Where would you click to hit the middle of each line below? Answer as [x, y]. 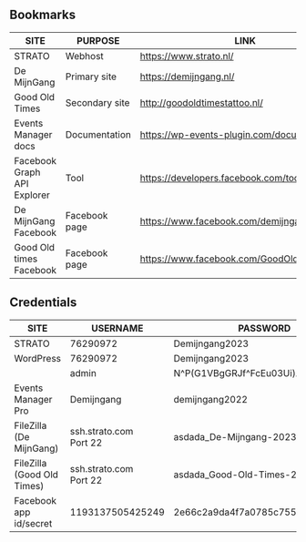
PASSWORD [265, 328]
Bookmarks [43, 15]
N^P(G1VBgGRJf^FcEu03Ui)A [238, 373]
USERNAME [117, 328]
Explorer [32, 195]
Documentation [98, 134]
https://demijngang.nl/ [187, 77]
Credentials [43, 303]
